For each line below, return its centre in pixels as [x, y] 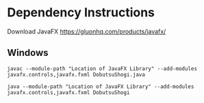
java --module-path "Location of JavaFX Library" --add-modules [101, 87]
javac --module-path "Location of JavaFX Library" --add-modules [102, 69]
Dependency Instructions [81, 13]
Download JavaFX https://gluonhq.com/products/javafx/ [87, 31]
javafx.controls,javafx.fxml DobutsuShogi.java [76, 74]
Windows [28, 53]
